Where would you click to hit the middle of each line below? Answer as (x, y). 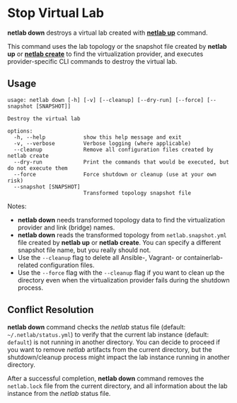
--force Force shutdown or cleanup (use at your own (115, 174)
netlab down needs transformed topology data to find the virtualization (121, 220)
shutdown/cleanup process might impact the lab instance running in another (118, 357)
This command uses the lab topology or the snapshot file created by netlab (117, 46)
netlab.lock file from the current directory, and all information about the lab (117, 386)
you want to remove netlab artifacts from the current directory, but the (110, 349)
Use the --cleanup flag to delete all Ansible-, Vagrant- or (100, 257)
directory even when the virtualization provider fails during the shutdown (123, 280)
